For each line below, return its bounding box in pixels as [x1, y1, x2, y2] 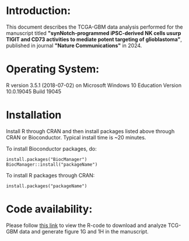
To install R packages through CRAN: [6, 172, 95, 179]
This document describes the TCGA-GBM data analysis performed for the [6, 23, 183, 30]
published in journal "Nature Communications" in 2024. [6, 42, 142, 49]
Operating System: [6, 62, 100, 76]
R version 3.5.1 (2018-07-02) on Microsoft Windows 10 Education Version [6, 82, 182, 89]
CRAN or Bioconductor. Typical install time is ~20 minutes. [6, 134, 146, 141]
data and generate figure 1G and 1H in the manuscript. [19, 228, 149, 235]
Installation [6, 109, 62, 122]
